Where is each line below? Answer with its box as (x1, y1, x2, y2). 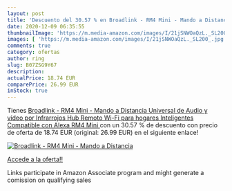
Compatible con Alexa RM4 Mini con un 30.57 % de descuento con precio (7, 121, 218, 129)
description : (7, 68, 45, 75)
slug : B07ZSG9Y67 (7, 62, 57, 69)
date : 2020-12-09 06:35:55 (7, 23, 85, 30)
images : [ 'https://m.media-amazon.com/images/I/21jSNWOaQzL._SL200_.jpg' (7, 36, 227, 43)
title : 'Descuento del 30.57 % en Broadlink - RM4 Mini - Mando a (7, 17, 202, 24)
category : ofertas (7, 49, 60, 56)
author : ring (7, 55, 45, 62)
